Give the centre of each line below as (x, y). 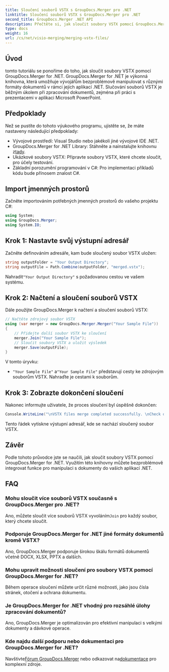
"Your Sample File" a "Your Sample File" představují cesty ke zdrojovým (88, 371)
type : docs (17, 29)
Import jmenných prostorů (47, 189)
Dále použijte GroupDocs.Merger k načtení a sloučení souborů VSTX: (77, 310)
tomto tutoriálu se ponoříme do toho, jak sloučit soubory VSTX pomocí (78, 71)
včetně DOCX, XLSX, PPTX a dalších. (44, 557)
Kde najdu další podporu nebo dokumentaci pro (65, 641)
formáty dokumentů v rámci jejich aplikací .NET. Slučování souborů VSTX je (83, 87)
